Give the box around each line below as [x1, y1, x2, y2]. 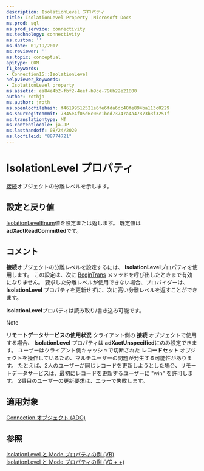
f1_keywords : [6, 65, 39, 72]
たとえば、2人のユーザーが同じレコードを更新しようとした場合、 [18, 362, 181, 370]
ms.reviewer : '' [6, 49, 47, 55]
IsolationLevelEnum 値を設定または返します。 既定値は [6, 219, 141, 227]
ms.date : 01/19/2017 [6, 43, 59, 49]
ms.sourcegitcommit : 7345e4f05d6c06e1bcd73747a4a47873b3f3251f [6, 111, 170, 117]
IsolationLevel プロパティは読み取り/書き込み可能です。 [6, 307, 144, 314]
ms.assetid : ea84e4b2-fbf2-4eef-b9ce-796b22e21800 [6, 88, 137, 94]
